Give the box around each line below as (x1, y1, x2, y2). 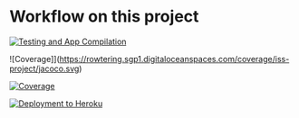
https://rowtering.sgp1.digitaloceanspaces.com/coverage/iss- (59, 53, 290, 64)
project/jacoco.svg (9, 63, 80, 74)
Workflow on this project (9, 6, 199, 27)
